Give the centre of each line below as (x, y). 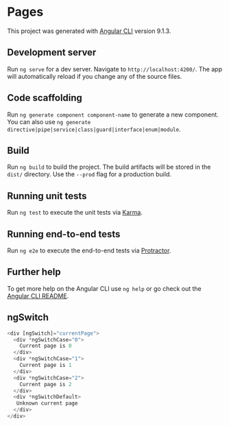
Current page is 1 (46, 365)
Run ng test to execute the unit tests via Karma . (75, 213)
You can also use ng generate (49, 121)
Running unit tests (47, 196)
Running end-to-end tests (64, 234)
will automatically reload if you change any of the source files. (95, 76)
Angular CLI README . (38, 296)
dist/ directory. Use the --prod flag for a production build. (89, 174)
